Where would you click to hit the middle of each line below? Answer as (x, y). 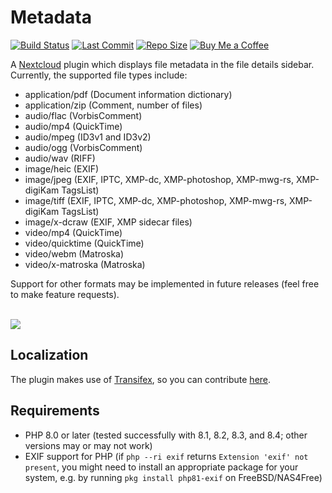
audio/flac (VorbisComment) (83, 115)
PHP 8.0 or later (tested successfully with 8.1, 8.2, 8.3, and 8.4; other (166, 435)
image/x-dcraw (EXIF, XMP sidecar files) (108, 222)
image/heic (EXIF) (62, 168)
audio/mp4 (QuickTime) (73, 126)
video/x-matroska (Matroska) (85, 264)
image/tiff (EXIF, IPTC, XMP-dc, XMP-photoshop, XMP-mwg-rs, (156, 200)
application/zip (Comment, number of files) (113, 105)
